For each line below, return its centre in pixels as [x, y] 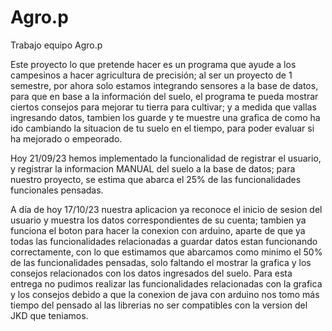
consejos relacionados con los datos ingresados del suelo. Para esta [151, 273]
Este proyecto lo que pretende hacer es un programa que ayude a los [153, 64]
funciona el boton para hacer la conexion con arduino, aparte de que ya [158, 230]
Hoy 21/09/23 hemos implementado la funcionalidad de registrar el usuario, [166, 158]
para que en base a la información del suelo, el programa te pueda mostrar [164, 96]
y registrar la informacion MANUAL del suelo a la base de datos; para [153, 168]
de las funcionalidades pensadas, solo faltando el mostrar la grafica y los [161, 262]
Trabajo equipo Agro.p [56, 45]
